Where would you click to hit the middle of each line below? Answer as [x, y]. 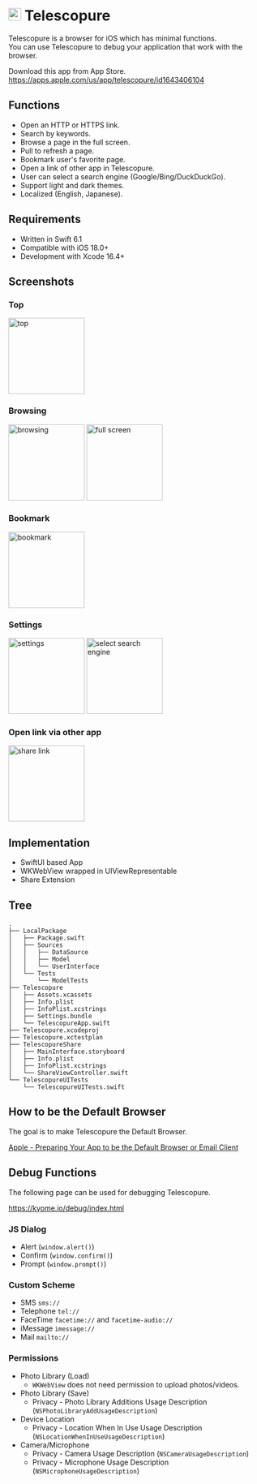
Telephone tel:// [50, 1311]
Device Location [47, 1419]
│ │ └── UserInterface [54, 967]
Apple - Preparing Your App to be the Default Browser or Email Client [124, 1147]
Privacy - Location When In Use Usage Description [117, 1427]
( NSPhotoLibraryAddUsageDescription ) [95, 1410]
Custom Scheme [42, 1284]
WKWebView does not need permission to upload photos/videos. [136, 1384]
